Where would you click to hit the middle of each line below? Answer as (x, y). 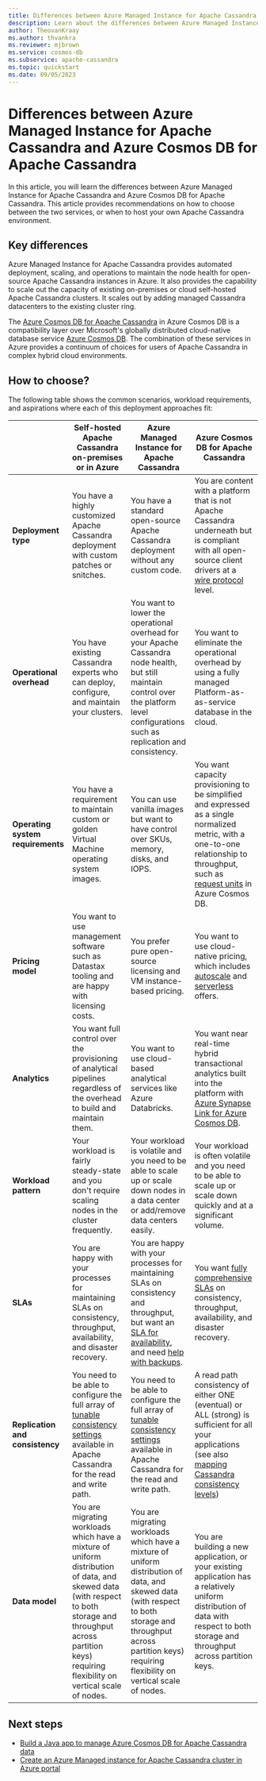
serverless (214, 986)
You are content (224, 481)
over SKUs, (151, 839)
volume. (209, 1225)
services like (154, 1089)
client (232, 561)
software (88, 946)
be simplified (218, 795)
